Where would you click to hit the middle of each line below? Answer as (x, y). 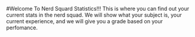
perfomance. (22, 27)
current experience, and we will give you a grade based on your (84, 21)
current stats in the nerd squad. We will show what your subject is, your (94, 15)
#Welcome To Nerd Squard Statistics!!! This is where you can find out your (98, 9)
